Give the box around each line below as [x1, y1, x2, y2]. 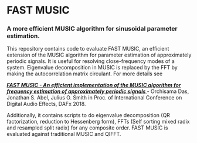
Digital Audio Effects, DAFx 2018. [6, 101, 86, 108]
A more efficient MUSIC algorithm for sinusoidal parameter [6, 25, 178, 33]
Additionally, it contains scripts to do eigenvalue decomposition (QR [6, 112, 171, 119]
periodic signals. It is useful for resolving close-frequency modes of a [6, 58, 175, 65]
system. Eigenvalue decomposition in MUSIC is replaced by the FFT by [6, 64, 178, 71]
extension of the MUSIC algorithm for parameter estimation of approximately [6, 51, 192, 59]
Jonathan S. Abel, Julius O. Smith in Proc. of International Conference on [6, 94, 182, 101]
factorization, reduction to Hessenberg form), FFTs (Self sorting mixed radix [6, 118, 190, 125]
